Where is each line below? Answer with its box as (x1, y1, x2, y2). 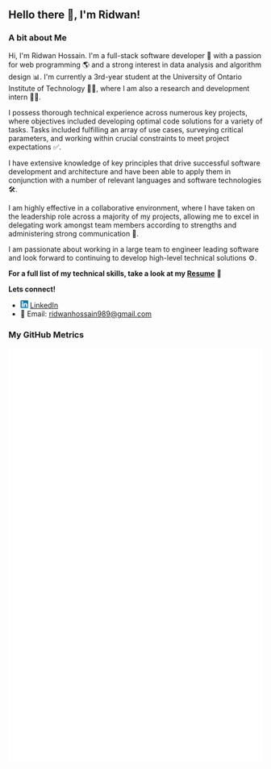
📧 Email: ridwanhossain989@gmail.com (19, 308, 152, 319)
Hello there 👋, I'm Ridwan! (8, 8, 141, 22)
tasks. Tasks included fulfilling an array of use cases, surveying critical (8, 124, 244, 134)
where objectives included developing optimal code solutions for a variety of (8, 116, 263, 126)
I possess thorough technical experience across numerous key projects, (8, 107, 248, 117)
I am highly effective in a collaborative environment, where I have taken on (8, 203, 256, 212)
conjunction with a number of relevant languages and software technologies (8, 175, 262, 185)
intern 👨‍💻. (8, 92, 42, 102)
